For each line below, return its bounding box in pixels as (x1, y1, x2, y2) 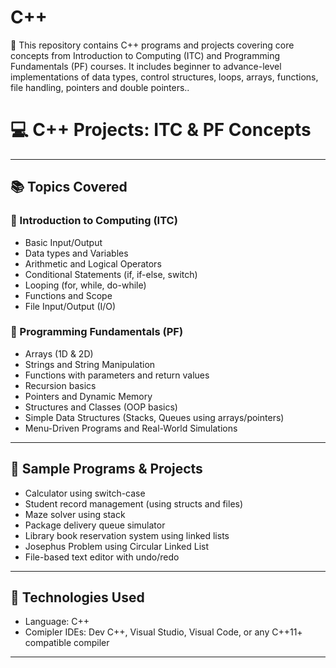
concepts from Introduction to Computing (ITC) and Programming (10, 49, 280, 61)
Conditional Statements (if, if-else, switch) (24, 268, 198, 280)
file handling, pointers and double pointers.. (10, 81, 190, 93)
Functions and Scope (24, 289, 113, 301)
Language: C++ (24, 616, 90, 628)
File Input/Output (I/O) (24, 300, 117, 312)
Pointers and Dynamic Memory (24, 390, 153, 402)
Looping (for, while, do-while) (24, 279, 147, 291)
